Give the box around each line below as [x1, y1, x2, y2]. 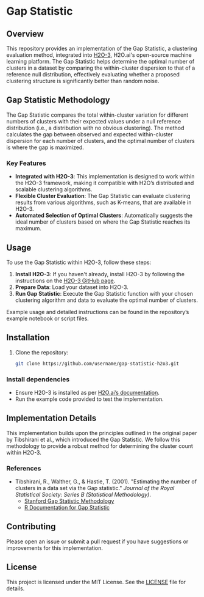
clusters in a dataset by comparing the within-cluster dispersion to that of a [6, 64, 195, 71]
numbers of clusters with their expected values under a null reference [6, 117, 181, 125]
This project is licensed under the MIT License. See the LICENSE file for [6, 578, 186, 585]
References [6, 464, 41, 472]
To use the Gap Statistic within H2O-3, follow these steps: [6, 258, 152, 266]
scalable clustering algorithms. [15, 186, 93, 193]
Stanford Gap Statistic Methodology [24, 497, 114, 505]
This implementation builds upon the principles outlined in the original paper [6, 429, 197, 436]
